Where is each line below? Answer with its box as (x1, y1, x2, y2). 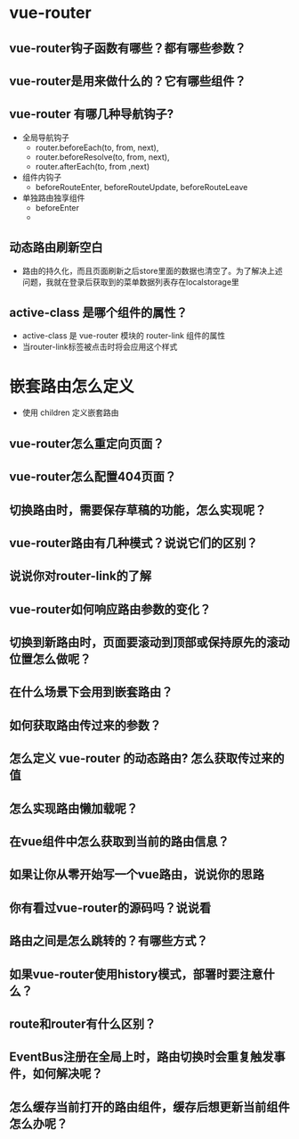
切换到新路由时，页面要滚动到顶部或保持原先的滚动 (9, 635, 290, 650)
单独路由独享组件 (21, 192, 85, 203)
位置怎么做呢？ (9, 652, 92, 667)
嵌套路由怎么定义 (9, 376, 135, 396)
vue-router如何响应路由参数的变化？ (9, 602, 212, 617)
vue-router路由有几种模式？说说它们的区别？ (9, 535, 258, 551)
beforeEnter (35, 202, 80, 212)
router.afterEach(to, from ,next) (35, 161, 150, 171)
